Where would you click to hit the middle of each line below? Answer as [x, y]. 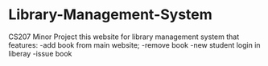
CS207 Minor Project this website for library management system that [124, 37]
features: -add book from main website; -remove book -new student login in [134, 45]
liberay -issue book [40, 53]
